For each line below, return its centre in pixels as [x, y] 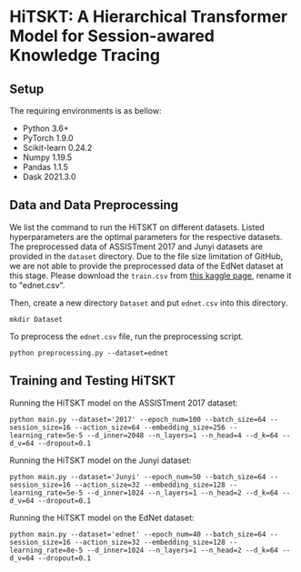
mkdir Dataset [36, 319]
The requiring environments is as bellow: [85, 110]
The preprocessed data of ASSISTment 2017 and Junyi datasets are [136, 246]
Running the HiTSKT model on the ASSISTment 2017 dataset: [124, 403]
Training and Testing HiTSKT [93, 381]
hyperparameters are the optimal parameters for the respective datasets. [146, 236]
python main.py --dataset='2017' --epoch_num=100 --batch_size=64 [138, 419]
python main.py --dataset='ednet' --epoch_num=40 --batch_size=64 [138, 534]
